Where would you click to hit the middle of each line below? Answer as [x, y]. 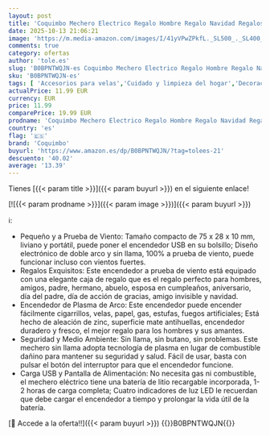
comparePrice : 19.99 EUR [50, 114]
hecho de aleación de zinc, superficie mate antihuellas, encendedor [132, 322]
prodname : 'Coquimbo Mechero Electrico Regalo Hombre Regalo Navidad [127, 121]
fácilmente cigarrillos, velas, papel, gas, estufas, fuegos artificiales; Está [139, 314]
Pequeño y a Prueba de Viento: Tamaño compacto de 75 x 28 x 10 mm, [137, 237]
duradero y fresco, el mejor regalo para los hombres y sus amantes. [132, 330]
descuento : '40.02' [41, 158]
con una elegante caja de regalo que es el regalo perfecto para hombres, [141, 280]
